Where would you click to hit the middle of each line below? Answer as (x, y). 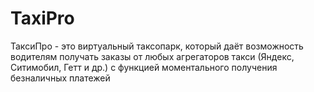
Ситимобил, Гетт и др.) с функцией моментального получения (144, 67)
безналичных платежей (60, 78)
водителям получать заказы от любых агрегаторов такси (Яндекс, (152, 56)
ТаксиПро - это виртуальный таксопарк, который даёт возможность (157, 46)
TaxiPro (42, 18)
